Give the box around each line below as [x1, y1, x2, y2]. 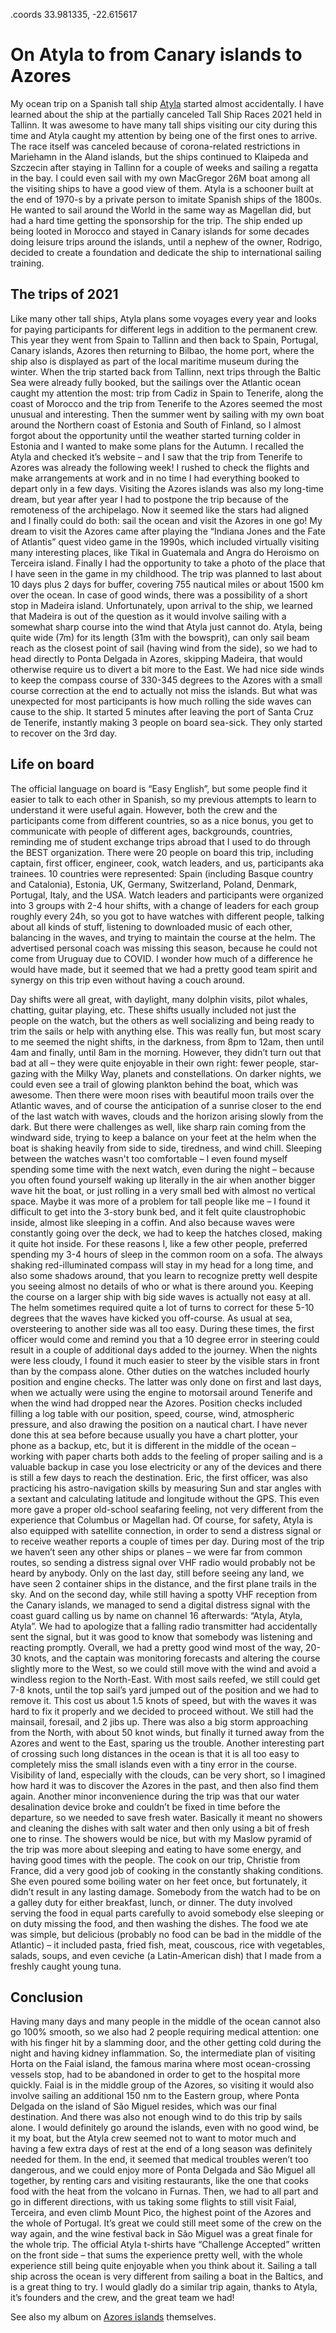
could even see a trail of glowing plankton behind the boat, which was [10, 1078, 299, 1090]
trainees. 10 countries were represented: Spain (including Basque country [10, 867, 314, 879]
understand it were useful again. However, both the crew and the [10, 804, 278, 816]
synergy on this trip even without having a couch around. [10, 974, 246, 986]
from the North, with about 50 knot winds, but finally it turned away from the [10, 1726, 325, 1738]
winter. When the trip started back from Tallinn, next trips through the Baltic [10, 365, 322, 378]
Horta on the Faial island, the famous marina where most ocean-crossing [10, 2058, 311, 2070]
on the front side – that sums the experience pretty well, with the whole [10, 2249, 303, 2261]
